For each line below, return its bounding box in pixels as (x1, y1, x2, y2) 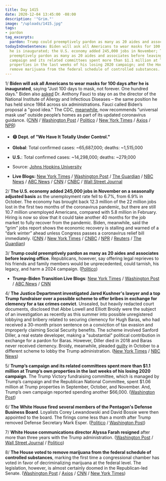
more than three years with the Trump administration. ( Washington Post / (5, 435, 154, 441)
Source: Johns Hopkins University (12, 164, 82, 170)
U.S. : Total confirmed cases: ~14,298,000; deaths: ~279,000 (12, 154, 136, 160)
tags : (5, 26, 16, 31)
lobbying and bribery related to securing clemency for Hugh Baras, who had (5, 317, 160, 322)
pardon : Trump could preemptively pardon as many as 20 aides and (9, 40, 149, 44)
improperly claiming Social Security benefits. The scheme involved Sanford (5, 327, 159, 333)
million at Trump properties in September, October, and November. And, (5, 384, 151, 390)
